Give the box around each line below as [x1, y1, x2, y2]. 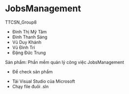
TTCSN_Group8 [5, 19, 37, 25]
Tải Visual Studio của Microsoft [12, 78, 75, 84]
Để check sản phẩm [12, 68, 53, 74]
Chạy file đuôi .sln [12, 83, 49, 89]
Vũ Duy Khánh [12, 39, 42, 45]
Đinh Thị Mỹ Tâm [12, 29, 47, 34]
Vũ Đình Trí [12, 44, 35, 50]
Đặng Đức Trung [12, 50, 46, 56]
